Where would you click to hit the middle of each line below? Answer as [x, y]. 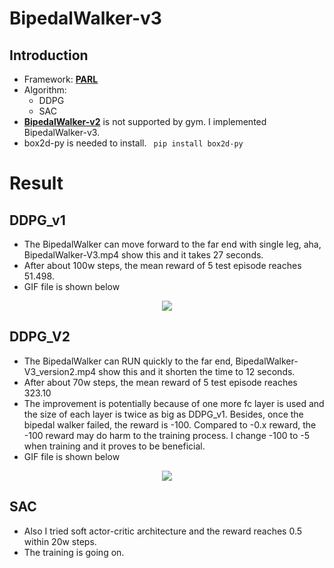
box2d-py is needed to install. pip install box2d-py [133, 143]
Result [36, 183]
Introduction [49, 55]
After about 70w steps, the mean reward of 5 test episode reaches [160, 382]
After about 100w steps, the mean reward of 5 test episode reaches [162, 265]
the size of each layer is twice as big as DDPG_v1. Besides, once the [163, 414]
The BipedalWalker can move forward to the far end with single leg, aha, [172, 244]
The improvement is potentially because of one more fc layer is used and [174, 403]
